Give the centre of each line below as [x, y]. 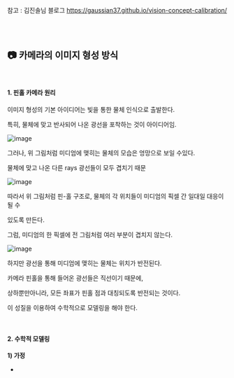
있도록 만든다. [26, 220]
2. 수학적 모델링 [29, 339]
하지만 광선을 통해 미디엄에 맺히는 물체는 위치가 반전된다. [85, 263]
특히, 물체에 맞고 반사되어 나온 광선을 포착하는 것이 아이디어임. [92, 125]
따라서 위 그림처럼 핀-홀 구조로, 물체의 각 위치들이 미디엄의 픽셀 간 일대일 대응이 [116, 196]
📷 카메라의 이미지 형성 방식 [63, 56]
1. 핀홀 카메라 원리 [31, 92]
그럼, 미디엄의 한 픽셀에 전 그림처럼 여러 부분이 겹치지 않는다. [90, 235]
